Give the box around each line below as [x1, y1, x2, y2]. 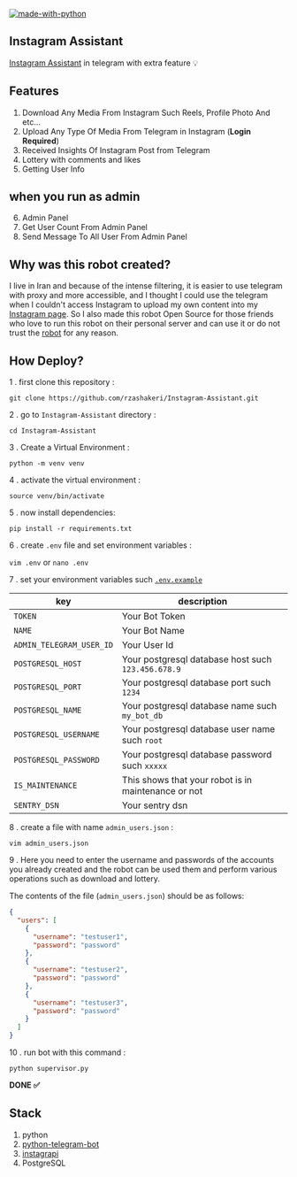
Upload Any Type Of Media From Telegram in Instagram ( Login [21, 126, 252, 136]
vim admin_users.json [9, 839, 89, 849]
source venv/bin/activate [9, 492, 104, 501]
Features [9, 84, 59, 99]
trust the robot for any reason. [9, 327, 119, 338]
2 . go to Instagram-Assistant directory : [9, 410, 156, 420]
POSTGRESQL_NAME [13, 705, 82, 716]
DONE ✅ [9, 1080, 41, 1090]
